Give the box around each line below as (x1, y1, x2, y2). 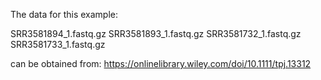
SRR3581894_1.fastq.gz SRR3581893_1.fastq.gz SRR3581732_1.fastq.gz (10, 28, 302, 39)
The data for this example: (10, 9, 119, 20)
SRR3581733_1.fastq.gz (10, 39, 106, 50)
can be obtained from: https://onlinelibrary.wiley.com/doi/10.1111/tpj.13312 (10, 58, 312, 69)
